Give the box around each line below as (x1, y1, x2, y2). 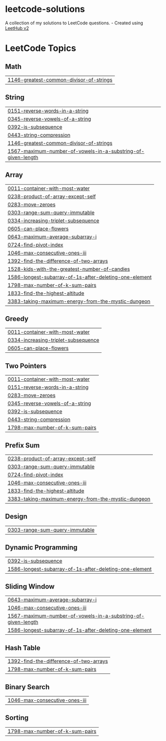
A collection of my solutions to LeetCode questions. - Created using (5, 20, 143, 26)
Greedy (5, 314, 29, 323)
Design (5, 512, 28, 521)
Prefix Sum (5, 441, 40, 450)
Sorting (5, 714, 29, 722)
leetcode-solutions (5, 3, 85, 15)
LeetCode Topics (5, 43, 77, 54)
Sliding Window (5, 582, 55, 591)
